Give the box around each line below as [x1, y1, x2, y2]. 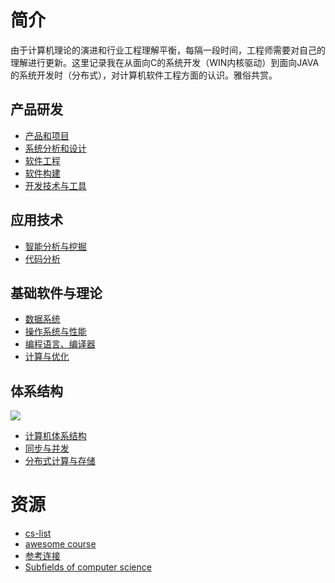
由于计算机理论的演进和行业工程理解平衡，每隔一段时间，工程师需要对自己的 [10, 44, 326, 56]
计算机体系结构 [24, 430, 87, 442]
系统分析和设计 [24, 142, 87, 154]
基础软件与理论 [10, 284, 103, 301]
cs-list [24, 527, 52, 540]
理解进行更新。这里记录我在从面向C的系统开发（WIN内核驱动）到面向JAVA [10, 56, 320, 68]
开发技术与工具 [24, 179, 87, 191]
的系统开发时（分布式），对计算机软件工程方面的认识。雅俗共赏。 [10, 69, 278, 81]
